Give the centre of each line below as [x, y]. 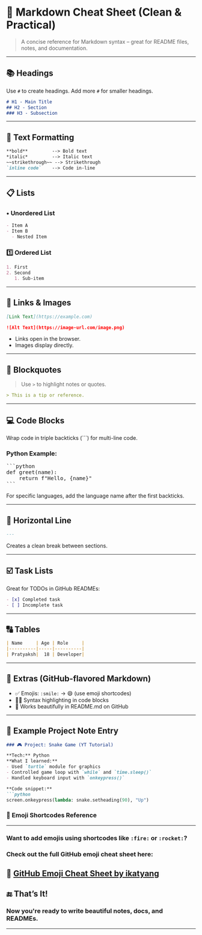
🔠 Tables [23, 629]
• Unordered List [31, 213]
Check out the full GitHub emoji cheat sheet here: [80, 854]
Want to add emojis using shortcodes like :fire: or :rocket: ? [97, 838]
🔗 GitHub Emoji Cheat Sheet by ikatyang [83, 873]
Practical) [31, 25]
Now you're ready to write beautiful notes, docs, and [85, 911]
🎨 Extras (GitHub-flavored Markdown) [79, 679]
